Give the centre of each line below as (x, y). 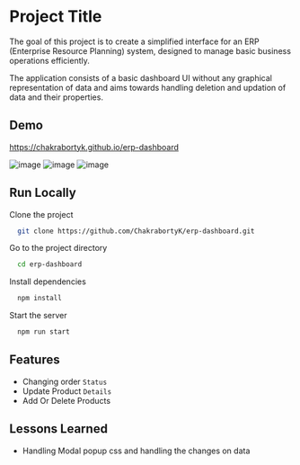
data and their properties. (56, 97)
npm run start (44, 332)
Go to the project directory (58, 248)
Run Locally (43, 193)
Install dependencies (48, 282)
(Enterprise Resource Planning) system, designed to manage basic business (150, 50)
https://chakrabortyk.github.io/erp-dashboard (94, 147)
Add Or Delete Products (66, 400)
